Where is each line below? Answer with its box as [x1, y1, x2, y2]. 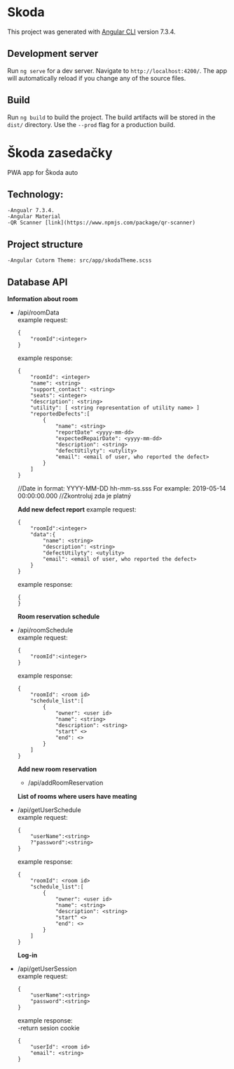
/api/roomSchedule [17, 625, 74, 634]
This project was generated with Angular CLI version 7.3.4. [7, 27, 177, 36]
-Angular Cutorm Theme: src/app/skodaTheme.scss [7, 257, 152, 264]
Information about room [7, 294, 78, 303]
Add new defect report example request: [17, 505, 137, 513]
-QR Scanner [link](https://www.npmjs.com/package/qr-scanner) [7, 219, 196, 227]
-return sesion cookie [17, 1023, 80, 1032]
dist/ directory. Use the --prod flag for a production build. [7, 120, 175, 128]
